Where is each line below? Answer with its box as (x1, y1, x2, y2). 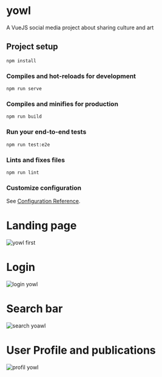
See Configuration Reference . (6, 198, 81, 205)
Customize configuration (6, 184, 82, 192)
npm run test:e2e (6, 142, 50, 148)
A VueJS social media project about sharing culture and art (6, 24, 154, 31)
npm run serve (6, 86, 42, 92)
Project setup (6, 41, 59, 52)
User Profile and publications (6, 343, 156, 357)
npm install (6, 57, 36, 64)
